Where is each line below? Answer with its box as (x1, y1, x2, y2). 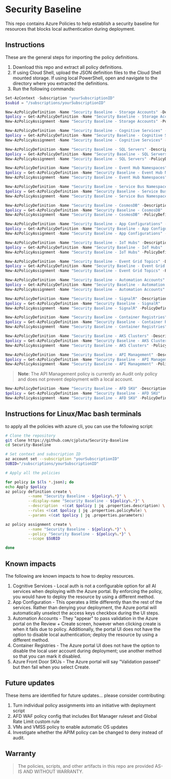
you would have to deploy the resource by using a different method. (12, 594, 155, 600)
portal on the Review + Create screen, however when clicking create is (12, 621, 161, 627)
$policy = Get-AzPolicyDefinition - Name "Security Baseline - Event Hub (5, 170, 163, 175)
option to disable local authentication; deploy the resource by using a (12, 632, 158, 637)
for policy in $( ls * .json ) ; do (5, 479, 74, 485)
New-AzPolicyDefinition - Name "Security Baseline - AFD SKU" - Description (5, 386, 167, 391)
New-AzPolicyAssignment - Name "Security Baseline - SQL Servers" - (5, 156, 152, 162)
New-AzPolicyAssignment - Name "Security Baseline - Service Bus (5, 194, 145, 199)
